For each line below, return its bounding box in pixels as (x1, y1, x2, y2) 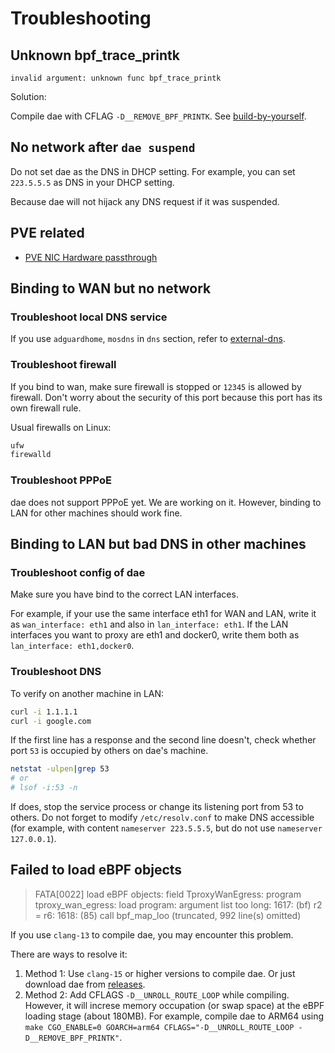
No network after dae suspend (10, 139, 196, 156)
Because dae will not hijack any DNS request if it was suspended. (10, 195, 280, 207)
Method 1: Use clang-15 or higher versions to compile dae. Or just (24, 967, 296, 979)
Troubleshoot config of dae (10, 565, 146, 579)
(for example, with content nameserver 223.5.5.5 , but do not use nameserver (10, 822, 323, 834)
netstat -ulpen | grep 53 (10, 764, 110, 774)
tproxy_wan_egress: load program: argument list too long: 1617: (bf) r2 (34, 898, 323, 911)
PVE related (10, 225, 85, 242)
